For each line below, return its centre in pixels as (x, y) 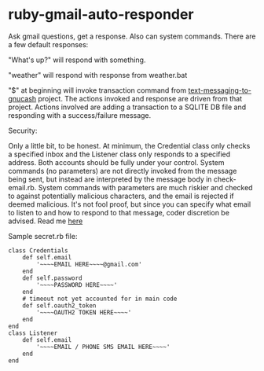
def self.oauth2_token (59, 305)
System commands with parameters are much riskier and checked (145, 187)
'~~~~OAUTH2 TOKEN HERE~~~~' (84, 312)
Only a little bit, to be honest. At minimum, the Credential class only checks (129, 145)
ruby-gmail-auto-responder (101, 15)
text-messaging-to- (220, 90)
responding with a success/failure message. (80, 115)
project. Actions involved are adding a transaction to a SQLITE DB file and (127, 107)
